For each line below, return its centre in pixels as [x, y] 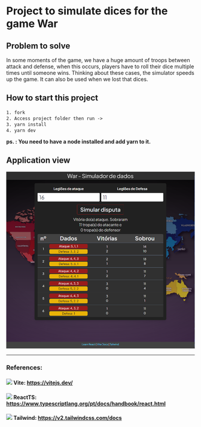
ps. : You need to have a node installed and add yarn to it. [79, 141]
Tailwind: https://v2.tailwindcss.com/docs [68, 418]
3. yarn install [26, 124]
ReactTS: [25, 397]
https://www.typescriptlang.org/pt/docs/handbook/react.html [86, 403]
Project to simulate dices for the [87, 11]
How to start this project [52, 98]
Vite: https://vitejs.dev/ [43, 382]
